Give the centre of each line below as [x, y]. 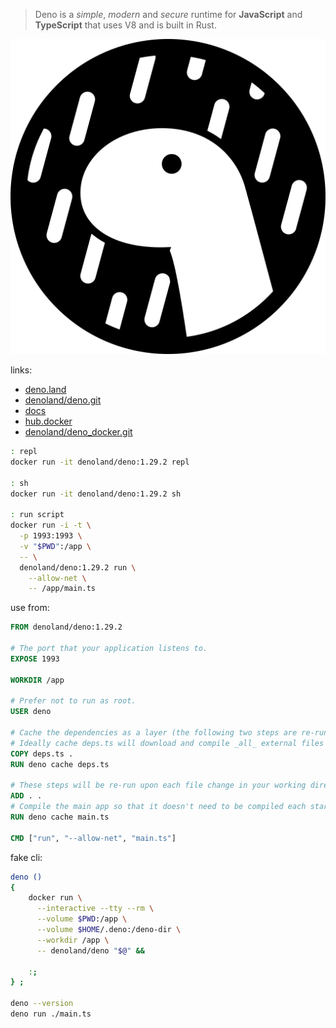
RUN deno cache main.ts [60, 817]
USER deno [31, 712]
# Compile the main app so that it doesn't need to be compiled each [158, 807]
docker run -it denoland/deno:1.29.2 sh [96, 494]
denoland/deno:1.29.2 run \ [78, 567]
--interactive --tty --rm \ [95, 909]
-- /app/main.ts [62, 589]
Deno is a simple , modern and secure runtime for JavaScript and [168, 14]
